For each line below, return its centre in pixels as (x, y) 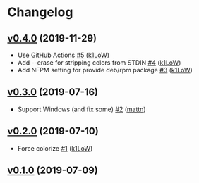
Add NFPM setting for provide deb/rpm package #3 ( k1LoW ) (105, 70)
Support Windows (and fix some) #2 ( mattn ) (82, 109)
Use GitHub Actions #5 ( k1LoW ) (64, 55)
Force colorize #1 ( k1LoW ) (55, 148)
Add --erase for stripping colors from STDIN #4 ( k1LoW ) (99, 63)
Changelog (40, 12)
